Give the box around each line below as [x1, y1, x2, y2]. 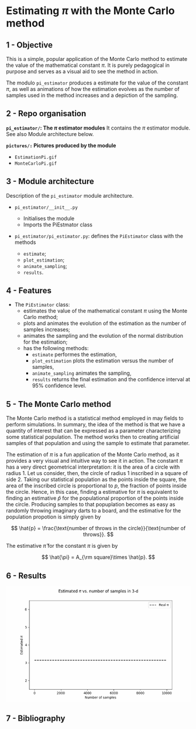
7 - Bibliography [6, 714, 66, 724]
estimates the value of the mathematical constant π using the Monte [23, 307, 188, 314]
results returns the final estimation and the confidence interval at [32, 376, 190, 383]
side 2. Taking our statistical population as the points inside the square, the [6, 476, 187, 483]
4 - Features [6, 286, 51, 296]
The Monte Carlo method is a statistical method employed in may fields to [6, 415, 184, 422]
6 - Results [6, 571, 47, 581]
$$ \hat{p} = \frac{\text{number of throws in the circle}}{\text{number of [11, 525, 186, 532]
